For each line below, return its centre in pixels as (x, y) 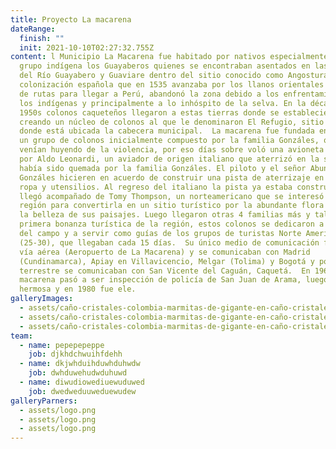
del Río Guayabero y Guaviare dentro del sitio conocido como (151, 76)
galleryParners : (44, 401)
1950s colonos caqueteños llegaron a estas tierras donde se (149, 112)
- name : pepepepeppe (62, 345)
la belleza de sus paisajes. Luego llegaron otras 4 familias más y (165, 215)
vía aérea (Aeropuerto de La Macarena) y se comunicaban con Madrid (165, 252)
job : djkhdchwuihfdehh (75, 354)
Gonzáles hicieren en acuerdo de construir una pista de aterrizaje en (172, 177)
